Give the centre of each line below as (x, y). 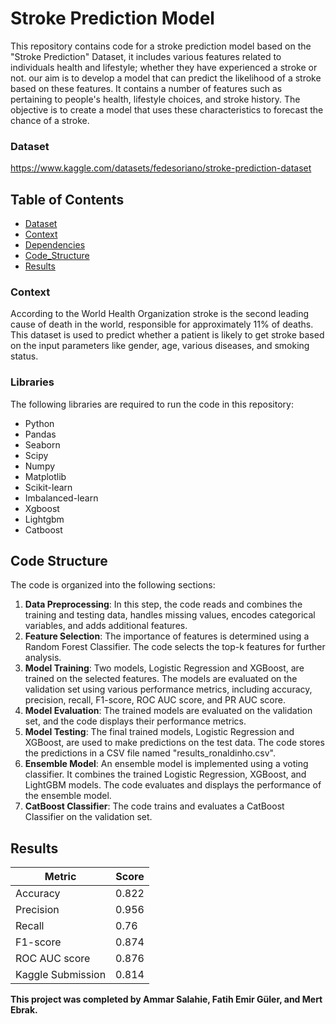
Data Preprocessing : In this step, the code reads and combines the (163, 604)
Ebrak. (24, 1010)
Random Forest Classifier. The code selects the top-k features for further (175, 647)
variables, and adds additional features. (106, 626)
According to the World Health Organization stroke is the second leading (160, 314)
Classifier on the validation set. (88, 817)
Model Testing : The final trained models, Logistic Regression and (159, 732)
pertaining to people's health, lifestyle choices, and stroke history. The (155, 99)
